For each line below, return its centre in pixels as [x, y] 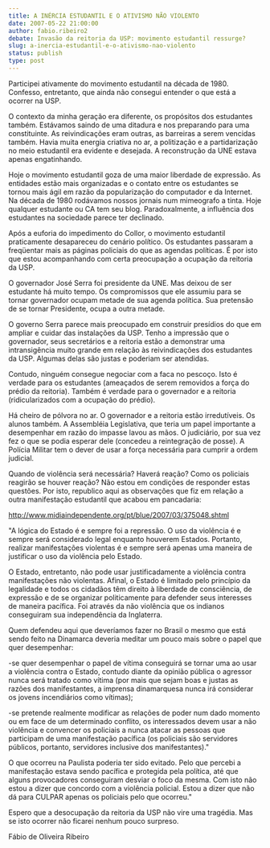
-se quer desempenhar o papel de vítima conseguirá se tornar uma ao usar [133, 663]
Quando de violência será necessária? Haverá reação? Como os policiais [129, 474]
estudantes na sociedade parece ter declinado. [86, 217]
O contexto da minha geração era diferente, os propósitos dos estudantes [131, 116]
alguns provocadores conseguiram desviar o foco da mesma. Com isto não [133, 780]
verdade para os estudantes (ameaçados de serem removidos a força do [129, 383]
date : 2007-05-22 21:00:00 [53, 23]
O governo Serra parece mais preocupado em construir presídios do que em [135, 324]
